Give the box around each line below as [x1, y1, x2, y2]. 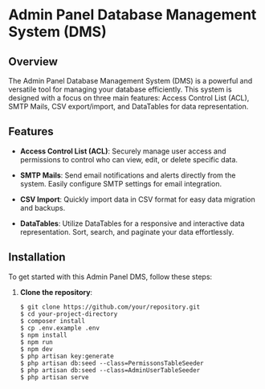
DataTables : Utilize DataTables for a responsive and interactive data [19, 219, 245, 228]
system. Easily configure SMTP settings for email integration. [19, 178, 222, 188]
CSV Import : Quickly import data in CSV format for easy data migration [19, 194, 255, 204]
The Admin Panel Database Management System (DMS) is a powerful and [8, 76, 253, 85]
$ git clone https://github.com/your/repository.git [19, 303, 201, 311]
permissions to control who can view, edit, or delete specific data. [19, 154, 238, 164]
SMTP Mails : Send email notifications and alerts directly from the [19, 170, 236, 180]
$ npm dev [19, 345, 54, 353]
